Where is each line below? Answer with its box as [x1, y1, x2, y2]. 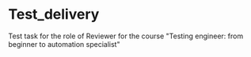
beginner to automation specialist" [8, 39, 120, 48]
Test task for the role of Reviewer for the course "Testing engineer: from [8, 31, 244, 41]
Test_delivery [8, 5, 100, 23]
